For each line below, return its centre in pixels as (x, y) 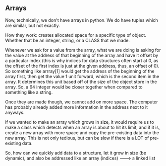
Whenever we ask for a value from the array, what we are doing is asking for (83, 50)
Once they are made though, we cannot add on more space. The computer (82, 102)
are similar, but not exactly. (33, 25)
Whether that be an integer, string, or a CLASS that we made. (67, 40)
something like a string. (29, 92)
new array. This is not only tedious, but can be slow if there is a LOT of (77, 138)
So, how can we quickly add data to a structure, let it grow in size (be (76, 153)
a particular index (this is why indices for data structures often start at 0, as (82, 60)
